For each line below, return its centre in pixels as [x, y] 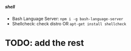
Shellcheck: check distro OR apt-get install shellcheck [69, 23]
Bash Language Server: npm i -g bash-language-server [68, 19]
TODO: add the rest [44, 43]
